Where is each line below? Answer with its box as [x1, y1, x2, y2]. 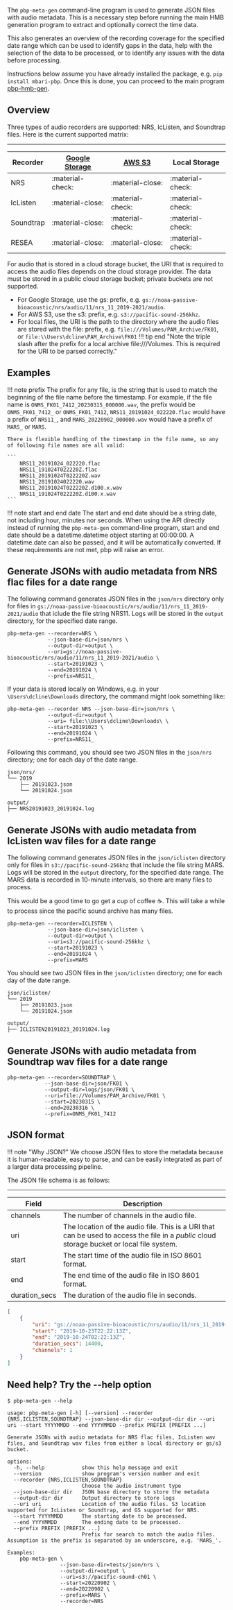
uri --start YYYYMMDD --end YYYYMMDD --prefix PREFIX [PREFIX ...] [7, 1421, 207, 1428]
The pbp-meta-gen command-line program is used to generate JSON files [7, 6, 215, 14]
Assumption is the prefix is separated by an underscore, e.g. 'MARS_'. [7, 1536, 222, 1544]
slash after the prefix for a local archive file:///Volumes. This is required [17, 339, 221, 348]
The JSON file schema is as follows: [7, 1176, 110, 1184]
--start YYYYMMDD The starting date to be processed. [13, 1512, 188, 1520]
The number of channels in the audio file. [63, 1210, 197, 1220]
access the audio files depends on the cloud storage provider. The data [7, 267, 212, 275]
